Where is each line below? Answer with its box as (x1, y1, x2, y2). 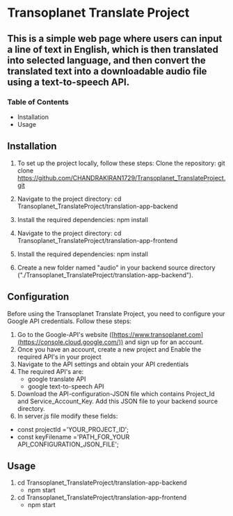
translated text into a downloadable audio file (7, 65, 207, 77)
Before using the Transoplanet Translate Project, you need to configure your (7, 309, 225, 318)
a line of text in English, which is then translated (7, 43, 219, 55)
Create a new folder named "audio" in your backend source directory (17, 263, 216, 272)
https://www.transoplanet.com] (113, 330, 204, 338)
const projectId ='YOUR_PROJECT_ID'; (17, 425, 129, 433)
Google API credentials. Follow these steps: (7, 317, 132, 325)
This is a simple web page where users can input (7, 33, 223, 45)
